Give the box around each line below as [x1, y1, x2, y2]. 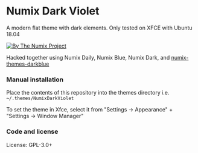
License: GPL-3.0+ [6, 141, 53, 148]
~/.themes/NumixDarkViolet [6, 95, 74, 102]
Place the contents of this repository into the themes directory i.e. [6, 89, 170, 96]
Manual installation [6, 75, 64, 84]
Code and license [6, 128, 59, 136]
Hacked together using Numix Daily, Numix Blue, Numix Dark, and [6, 54, 170, 61]
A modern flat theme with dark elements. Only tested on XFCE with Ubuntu [6, 24, 193, 31]
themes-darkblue [6, 60, 49, 67]
